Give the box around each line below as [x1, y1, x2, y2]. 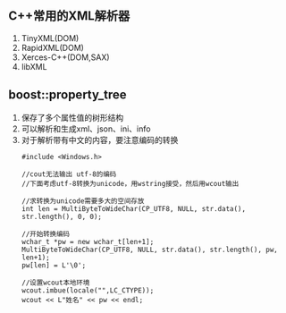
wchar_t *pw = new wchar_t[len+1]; [21, 237, 155, 246]
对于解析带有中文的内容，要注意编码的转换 [21, 134, 179, 145]
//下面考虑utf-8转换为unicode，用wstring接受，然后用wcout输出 [21, 179, 240, 188]
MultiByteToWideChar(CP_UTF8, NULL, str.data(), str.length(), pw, [21, 245, 278, 254]
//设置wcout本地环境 [21, 278, 90, 287]
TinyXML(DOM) [21, 32, 80, 43]
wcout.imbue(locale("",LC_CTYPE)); [21, 285, 155, 295]
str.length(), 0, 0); [21, 212, 102, 221]
